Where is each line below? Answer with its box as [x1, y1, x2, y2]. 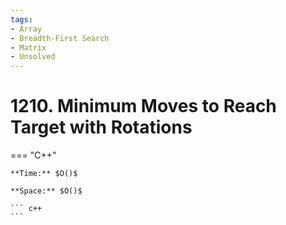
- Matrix [10, 42, 47, 53]
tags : [10, 14, 33, 25]
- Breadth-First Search [10, 33, 110, 43]
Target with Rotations [10, 116, 193, 139]
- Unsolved [10, 52, 56, 62]
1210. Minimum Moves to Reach [10, 95, 277, 118]
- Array [10, 24, 43, 34]
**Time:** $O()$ [10, 169, 78, 179]
